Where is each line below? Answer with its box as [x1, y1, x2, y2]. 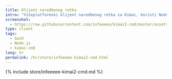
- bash [10, 36, 24, 41]
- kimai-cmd [10, 45, 36, 50]
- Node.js [10, 41, 31, 46]
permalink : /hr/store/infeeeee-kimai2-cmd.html [5, 55, 109, 60]
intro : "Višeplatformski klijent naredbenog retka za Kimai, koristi [5, 12, 157, 17]
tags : [5, 31, 17, 36]
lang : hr [5, 50, 24, 55]
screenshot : [5, 17, 31, 22]
